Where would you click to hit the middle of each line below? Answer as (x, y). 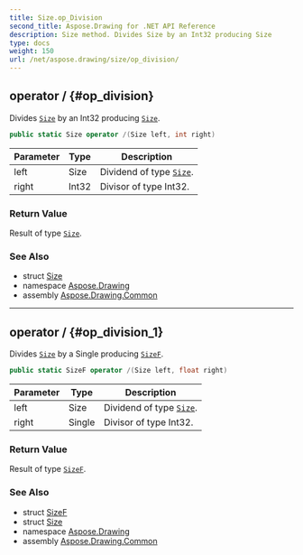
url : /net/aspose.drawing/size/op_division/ (94, 60)
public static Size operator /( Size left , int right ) (113, 134)
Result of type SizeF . (48, 469)
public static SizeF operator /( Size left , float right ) (119, 371)
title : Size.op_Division (56, 18)
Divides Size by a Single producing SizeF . (87, 354)
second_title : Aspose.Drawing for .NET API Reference (113, 26)
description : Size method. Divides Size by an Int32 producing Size (141, 34)
